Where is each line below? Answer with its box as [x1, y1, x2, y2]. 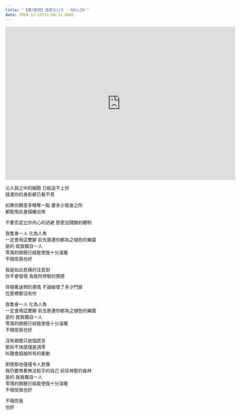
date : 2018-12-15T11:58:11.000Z [5, 12, 74, 17]
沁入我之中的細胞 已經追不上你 [5, 185, 69, 191]
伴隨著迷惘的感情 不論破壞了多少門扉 [5, 284, 83, 290]
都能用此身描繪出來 [5, 208, 46, 215]
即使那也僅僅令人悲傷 [5, 361, 50, 367]
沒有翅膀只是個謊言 [5, 337, 46, 343]
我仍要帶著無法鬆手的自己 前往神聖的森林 [5, 367, 92, 374]
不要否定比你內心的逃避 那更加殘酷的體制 [5, 219, 92, 225]
